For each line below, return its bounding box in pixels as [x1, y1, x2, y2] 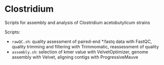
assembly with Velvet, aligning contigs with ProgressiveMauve [11, 54, 138, 60]
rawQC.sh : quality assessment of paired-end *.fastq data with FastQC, [11, 38, 152, 44]
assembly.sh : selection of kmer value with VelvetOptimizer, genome [11, 49, 148, 55]
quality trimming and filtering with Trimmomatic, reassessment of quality [11, 43, 159, 49]
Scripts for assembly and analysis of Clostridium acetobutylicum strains [4, 20, 151, 25]
